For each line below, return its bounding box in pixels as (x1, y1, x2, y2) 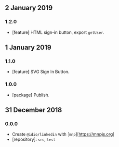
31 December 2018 (5, 106, 62, 114)
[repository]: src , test (12, 136, 56, 142)
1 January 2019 (5, 44, 52, 52)
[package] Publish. (12, 92, 50, 98)
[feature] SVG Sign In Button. (12, 69, 70, 74)
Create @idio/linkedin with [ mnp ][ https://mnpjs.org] (12, 132, 115, 137)
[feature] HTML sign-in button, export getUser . (12, 29, 105, 35)
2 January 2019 (5, 4, 53, 12)
